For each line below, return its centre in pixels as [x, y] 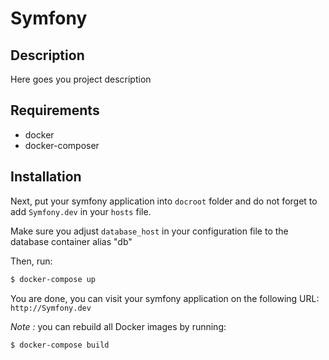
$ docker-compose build [60, 345]
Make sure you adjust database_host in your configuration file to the [149, 231]
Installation [46, 177]
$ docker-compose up [53, 279]
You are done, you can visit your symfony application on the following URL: [165, 298]
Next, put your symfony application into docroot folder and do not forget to [164, 201]
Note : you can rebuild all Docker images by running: [118, 326]
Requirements [55, 110]
